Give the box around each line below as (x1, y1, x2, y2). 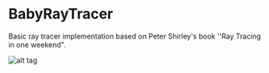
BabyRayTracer (8, 5, 114, 23)
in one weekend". (8, 39, 66, 49)
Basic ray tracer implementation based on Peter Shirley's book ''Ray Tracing (8, 31, 262, 41)
